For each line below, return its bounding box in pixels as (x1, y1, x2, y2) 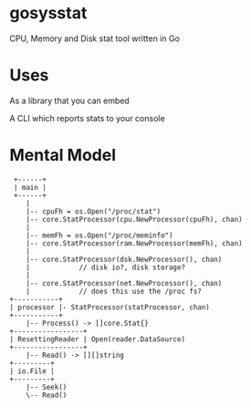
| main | (13, 183, 47, 192)
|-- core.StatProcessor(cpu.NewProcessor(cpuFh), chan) (26, 214, 244, 224)
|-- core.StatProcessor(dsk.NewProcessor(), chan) (26, 255, 223, 264)
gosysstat (9, 3, 88, 24)
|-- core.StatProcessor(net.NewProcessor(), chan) (26, 278, 223, 288)
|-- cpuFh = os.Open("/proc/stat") (26, 206, 162, 216)
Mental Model (9, 145, 117, 166)
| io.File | (9, 366, 55, 376)
